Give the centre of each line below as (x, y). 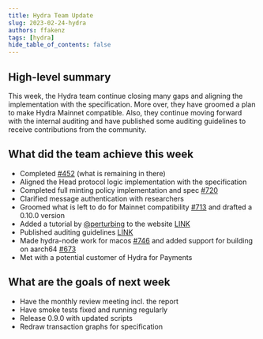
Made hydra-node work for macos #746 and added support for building (136, 240)
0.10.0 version (42, 215)
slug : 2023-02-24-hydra (47, 23)
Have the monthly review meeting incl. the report (99, 301)
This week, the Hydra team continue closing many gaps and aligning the (126, 96)
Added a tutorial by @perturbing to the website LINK (105, 224)
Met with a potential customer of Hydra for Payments (106, 257)
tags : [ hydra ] (32, 38)
